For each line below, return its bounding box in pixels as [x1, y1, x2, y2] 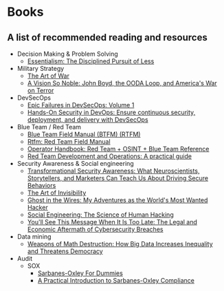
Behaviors [27, 182, 56, 189]
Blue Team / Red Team [16, 123, 81, 131]
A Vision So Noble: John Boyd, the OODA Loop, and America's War [27, 79, 218, 87]
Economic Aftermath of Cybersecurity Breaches [27, 225, 164, 233]
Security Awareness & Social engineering [16, 160, 134, 167]
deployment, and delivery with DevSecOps [27, 116, 149, 124]
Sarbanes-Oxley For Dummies [37, 269, 124, 277]
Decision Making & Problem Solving [16, 50, 118, 58]
